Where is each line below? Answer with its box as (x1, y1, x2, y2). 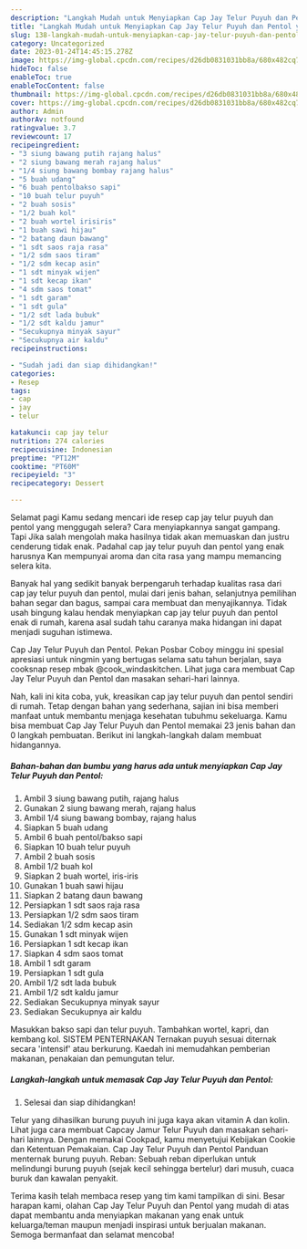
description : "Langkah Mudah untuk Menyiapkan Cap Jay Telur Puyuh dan (10, 13, 288, 23)
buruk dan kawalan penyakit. (10, 1172, 119, 1183)
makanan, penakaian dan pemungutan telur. (10, 1053, 176, 1064)
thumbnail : (10, 89, 52, 99)
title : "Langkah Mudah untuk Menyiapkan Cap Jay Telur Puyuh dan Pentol (10, 22, 292, 31)
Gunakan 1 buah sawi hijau (23, 880, 124, 890)
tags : (10, 386, 31, 395)
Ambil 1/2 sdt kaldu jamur (23, 986, 119, 997)
